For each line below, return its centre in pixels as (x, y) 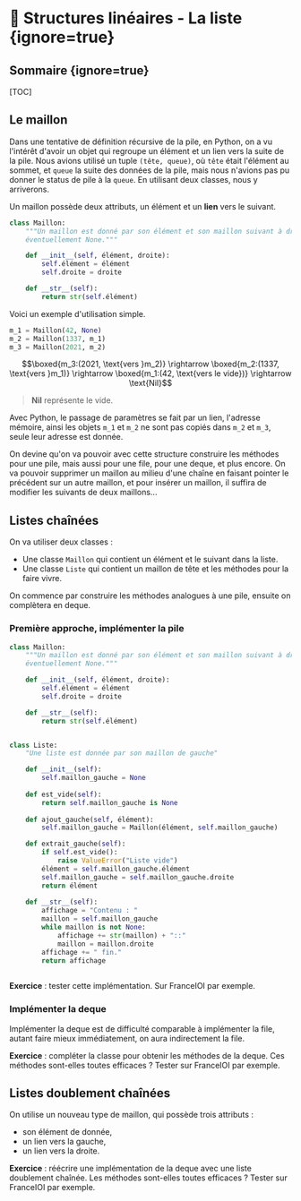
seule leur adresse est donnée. (66, 437)
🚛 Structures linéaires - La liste (126, 18)
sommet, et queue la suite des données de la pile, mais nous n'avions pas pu (150, 170)
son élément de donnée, (67, 1132)
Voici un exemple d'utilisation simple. (77, 313)
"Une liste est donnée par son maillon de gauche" (122, 753)
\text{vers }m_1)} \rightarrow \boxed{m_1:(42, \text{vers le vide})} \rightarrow (150, 373)
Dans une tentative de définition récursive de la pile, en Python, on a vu (141, 142)
